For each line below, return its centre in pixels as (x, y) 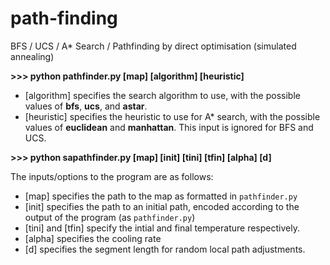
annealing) (32, 56)
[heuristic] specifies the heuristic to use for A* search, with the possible (172, 116)
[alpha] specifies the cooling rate (93, 238)
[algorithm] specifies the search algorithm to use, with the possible (162, 95)
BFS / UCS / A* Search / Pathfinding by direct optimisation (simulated (153, 46)
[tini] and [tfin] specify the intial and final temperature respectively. (162, 228)
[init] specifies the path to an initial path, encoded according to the (162, 206)
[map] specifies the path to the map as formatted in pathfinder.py (161, 196)
